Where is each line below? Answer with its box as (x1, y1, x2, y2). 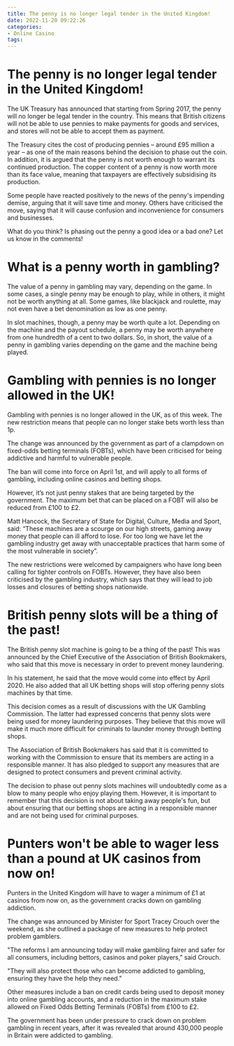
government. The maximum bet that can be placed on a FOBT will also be (7, 495, 219, 504)
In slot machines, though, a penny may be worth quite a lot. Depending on (7, 318, 220, 326)
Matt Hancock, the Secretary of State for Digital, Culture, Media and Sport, (7, 516, 221, 525)
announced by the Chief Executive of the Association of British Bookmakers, (7, 652, 227, 661)
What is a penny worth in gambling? (7, 259, 220, 275)
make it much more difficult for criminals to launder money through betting (7, 724, 221, 733)
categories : (7, 23, 42, 30)
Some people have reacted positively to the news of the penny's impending (7, 191, 225, 200)
